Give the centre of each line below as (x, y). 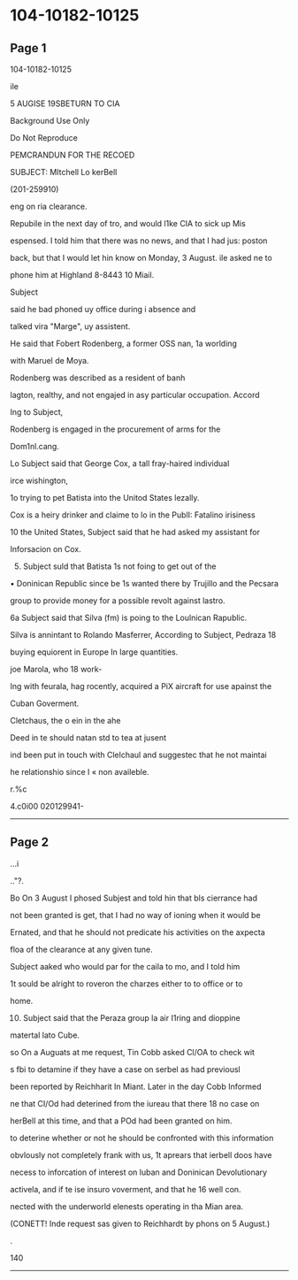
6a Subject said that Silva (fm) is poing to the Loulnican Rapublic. (129, 617)
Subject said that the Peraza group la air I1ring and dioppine (132, 1017)
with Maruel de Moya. (50, 360)
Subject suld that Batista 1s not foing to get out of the (119, 566)
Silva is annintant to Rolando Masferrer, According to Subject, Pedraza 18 (143, 635)
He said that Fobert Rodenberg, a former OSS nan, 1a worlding (124, 343)
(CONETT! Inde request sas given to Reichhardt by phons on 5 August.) (140, 1223)
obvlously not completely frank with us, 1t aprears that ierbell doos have (141, 1154)
